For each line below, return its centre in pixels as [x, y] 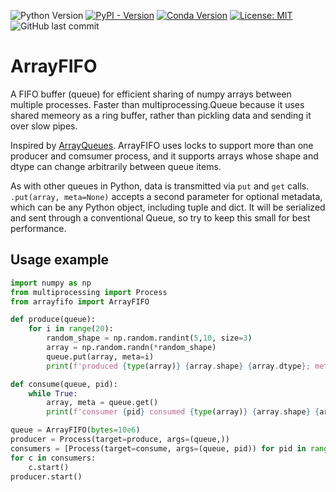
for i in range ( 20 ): [71, 329]
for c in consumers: [53, 458]
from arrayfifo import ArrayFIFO [80, 301]
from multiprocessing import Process [89, 292]
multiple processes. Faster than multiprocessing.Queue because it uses [157, 104]
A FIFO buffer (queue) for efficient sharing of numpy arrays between [151, 94]
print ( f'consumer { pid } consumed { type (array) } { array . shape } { [183, 412]
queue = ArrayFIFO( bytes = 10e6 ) [75, 430]
